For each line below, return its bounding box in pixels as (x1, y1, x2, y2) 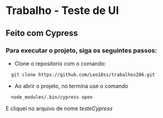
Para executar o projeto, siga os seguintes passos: (5, 46, 158, 55)
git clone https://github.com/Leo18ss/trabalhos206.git (11, 71, 155, 78)
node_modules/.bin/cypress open (11, 94, 93, 100)
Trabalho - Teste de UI (5, 4, 119, 18)
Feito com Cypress (5, 28, 78, 38)
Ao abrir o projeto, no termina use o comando (14, 82, 128, 89)
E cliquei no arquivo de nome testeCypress (5, 105, 113, 112)
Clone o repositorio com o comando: (14, 60, 107, 67)
